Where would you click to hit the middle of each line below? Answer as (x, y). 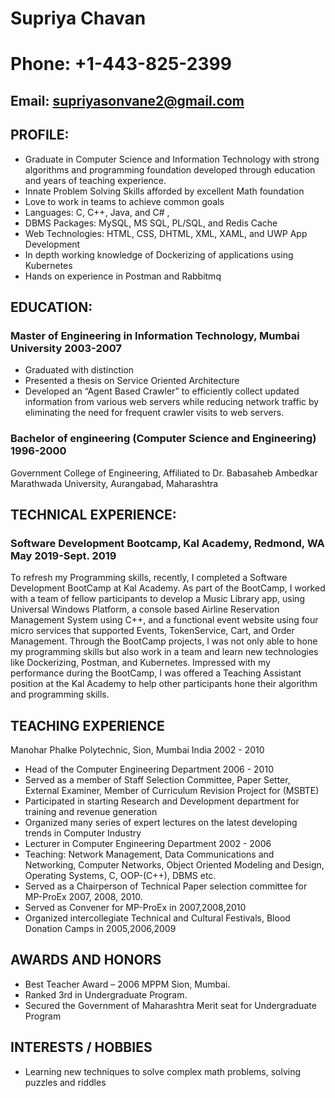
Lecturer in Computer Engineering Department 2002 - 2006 (148, 844)
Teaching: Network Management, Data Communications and (149, 854)
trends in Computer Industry (83, 833)
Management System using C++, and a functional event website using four (164, 620)
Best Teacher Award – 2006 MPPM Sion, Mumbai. (127, 984)
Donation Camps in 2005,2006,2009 (100, 929)
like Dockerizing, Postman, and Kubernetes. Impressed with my (140, 663)
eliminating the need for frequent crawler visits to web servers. (154, 413)
